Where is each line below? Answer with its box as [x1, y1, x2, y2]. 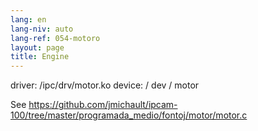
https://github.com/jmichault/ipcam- [28, 99, 178, 111]
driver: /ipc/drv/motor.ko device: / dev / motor [10, 79, 200, 91]
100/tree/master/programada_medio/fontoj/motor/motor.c [10, 109, 248, 121]
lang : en [10, 14, 47, 25]
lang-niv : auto [10, 24, 74, 34]
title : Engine [10, 52, 70, 62]
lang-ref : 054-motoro [10, 33, 101, 43]
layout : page [10, 42, 65, 53]
